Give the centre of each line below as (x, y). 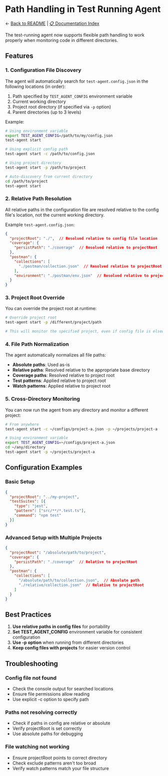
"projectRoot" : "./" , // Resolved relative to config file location (84, 238)
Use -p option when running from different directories (68, 642)
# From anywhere (22, 424)
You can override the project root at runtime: (51, 308)
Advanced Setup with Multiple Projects (54, 537)
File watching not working (37, 747)
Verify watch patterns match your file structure (60, 768)
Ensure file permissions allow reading (51, 694)
